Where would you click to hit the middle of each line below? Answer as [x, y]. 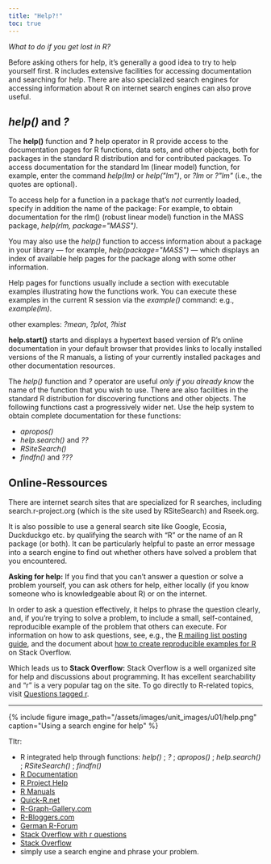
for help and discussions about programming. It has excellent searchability [132, 677]
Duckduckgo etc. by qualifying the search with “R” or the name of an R [126, 536]
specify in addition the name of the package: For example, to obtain [121, 209]
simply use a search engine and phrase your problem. [109, 852]
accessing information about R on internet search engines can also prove [130, 88]
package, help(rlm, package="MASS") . [73, 226]
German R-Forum [49, 826]
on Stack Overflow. [40, 653]
